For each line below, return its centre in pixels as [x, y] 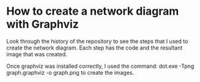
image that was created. [37, 54]
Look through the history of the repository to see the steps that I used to [97, 41]
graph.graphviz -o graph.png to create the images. [70, 72]
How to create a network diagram [93, 11]
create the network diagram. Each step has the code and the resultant [94, 48]
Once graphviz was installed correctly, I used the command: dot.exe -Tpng [100, 66]
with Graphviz [43, 24]
